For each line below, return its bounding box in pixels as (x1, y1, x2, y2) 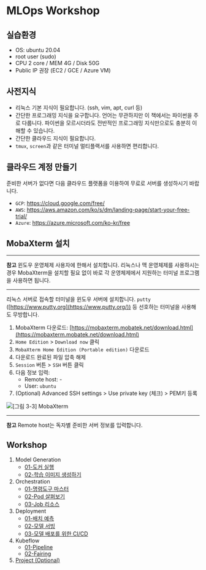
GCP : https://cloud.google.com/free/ (15, 199, 105, 206)
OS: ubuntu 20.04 (15, 47, 61, 53)
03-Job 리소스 (24, 501, 60, 508)
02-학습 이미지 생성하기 (24, 471, 82, 478)
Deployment (15, 507, 47, 515)
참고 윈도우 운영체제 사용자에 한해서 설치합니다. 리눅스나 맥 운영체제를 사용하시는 (6, 262, 200, 269)
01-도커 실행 (24, 463, 55, 470)
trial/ (15, 213, 28, 220)
